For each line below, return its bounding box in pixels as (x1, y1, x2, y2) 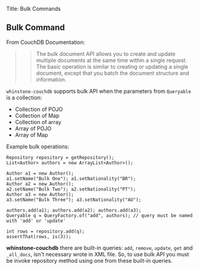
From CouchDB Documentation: (6, 39, 86, 46)
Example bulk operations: (6, 143, 69, 150)
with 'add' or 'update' (6, 218, 66, 224)
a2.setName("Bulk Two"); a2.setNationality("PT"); (6, 186, 136, 192)
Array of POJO (14, 125, 52, 132)
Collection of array (14, 118, 62, 125)
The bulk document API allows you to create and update (36, 50, 176, 57)
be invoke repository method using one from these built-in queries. (6, 257, 173, 264)
